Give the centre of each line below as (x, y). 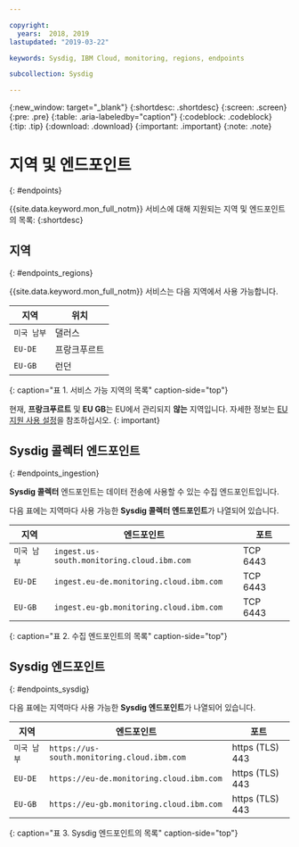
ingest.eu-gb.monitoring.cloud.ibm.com (138, 607)
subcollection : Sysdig (51, 74)
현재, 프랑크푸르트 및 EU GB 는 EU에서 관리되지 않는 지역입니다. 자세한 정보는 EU (149, 409)
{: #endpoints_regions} (51, 272)
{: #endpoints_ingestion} (54, 473)
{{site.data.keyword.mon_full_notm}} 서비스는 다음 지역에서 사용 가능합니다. (144, 291)
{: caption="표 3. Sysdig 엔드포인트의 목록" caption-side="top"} (124, 833)
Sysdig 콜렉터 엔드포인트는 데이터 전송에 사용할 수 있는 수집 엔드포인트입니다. (145, 491)
